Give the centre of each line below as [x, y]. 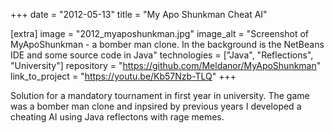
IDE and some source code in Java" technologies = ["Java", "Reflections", [162, 55]
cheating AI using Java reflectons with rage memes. [117, 117]
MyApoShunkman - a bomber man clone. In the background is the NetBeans [167, 44]
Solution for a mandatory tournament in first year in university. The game [160, 95]
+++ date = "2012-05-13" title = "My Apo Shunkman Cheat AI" [139, 14]
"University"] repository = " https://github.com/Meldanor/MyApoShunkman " [166, 65]
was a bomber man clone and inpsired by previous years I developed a [156, 106]
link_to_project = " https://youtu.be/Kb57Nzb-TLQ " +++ [123, 76]
